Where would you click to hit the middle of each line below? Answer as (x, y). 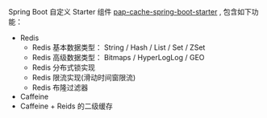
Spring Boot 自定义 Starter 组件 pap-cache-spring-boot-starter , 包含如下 (130, 12)
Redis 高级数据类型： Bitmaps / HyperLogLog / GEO (118, 57)
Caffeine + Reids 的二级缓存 (66, 106)
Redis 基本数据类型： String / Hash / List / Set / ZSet (119, 47)
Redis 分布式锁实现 (63, 67)
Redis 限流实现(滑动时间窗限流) (84, 77)
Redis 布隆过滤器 (60, 87)
